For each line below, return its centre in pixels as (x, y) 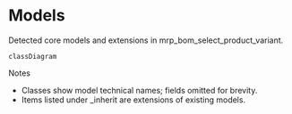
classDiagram (33, 56)
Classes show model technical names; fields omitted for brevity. (139, 90)
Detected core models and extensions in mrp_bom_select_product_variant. (146, 40)
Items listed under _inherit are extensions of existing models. (133, 100)
